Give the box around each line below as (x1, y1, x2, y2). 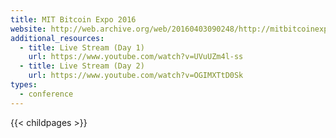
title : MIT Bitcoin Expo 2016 (10, 14, 137, 25)
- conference (19, 89, 74, 99)
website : (10, 24, 47, 34)
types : (10, 80, 38, 90)
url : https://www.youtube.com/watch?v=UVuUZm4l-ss (28, 52, 244, 62)
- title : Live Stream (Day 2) (19, 61, 145, 71)
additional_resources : (10, 33, 105, 43)
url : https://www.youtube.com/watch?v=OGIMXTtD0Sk (28, 71, 244, 81)
